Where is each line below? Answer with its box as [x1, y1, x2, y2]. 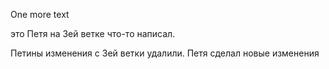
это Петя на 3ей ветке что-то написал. [10, 28, 176, 39]
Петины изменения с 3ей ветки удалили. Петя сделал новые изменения [10, 47, 320, 59]
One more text [10, 9, 70, 20]
